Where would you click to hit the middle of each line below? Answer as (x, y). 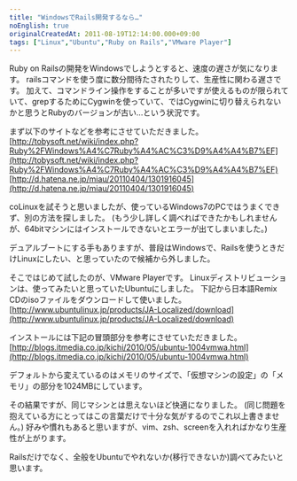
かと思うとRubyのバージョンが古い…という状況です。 (107, 112)
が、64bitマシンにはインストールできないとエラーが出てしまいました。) (138, 229)
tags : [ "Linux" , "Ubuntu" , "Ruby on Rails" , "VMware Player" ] (121, 42)
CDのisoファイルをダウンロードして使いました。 (98, 300)
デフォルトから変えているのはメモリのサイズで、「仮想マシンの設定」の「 (143, 375)
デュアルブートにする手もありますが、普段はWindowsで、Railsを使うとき (143, 248)
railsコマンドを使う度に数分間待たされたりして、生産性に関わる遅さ (150, 80)
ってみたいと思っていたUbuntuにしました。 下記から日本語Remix (158, 289)
